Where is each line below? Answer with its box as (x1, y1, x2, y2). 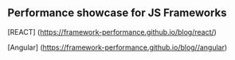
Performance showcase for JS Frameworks (7, 6, 227, 20)
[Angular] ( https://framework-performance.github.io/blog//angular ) (7, 43, 228, 52)
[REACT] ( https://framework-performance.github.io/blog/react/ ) (7, 27, 217, 36)
